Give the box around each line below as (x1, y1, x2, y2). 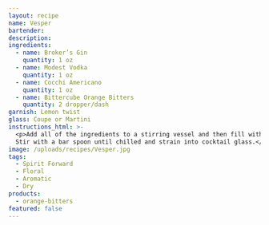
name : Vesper (8, 19, 52, 27)
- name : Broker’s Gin (15, 49, 88, 57)
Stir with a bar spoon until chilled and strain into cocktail (15, 137, 231, 146)
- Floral (15, 168, 45, 176)
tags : (8, 152, 26, 160)
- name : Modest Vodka (15, 64, 88, 72)
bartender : (8, 26, 45, 34)
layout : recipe (8, 11, 59, 20)
